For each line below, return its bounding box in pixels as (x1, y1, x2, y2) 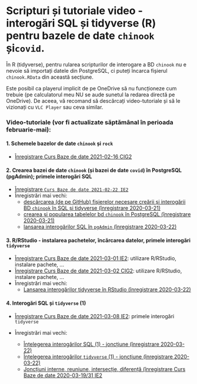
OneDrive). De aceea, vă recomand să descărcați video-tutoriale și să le (6, 97, 181, 104)
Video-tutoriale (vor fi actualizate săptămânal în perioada (6, 118, 173, 126)
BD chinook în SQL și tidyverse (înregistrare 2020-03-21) (23, 204, 161, 212)
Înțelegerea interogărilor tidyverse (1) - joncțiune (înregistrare (23, 353, 173, 360)
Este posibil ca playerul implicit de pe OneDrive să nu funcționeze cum (6, 85, 177, 92)
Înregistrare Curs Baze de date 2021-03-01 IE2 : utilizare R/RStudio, (14, 255, 176, 262)
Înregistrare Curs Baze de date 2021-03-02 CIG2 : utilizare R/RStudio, (14, 267, 182, 274)
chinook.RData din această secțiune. (6, 73, 94, 80)
